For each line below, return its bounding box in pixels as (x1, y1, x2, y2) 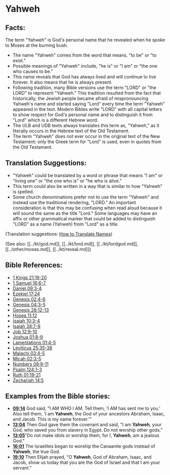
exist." (12, 58, 26, 64)
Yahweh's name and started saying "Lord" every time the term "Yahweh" (12, 101, 165, 107)
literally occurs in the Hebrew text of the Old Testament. (12, 128, 130, 134)
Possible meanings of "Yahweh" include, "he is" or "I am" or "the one (12, 63, 157, 69)
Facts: (5, 23, 25, 32)
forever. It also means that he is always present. (12, 79, 113, 85)
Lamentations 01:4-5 (12, 339, 56, 345)
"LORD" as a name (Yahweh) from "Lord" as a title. (12, 221, 119, 227)
